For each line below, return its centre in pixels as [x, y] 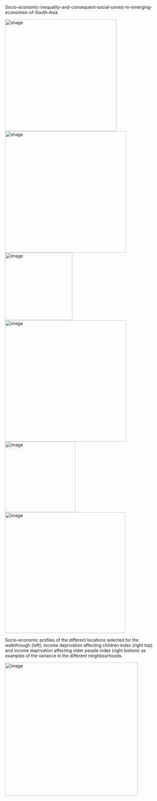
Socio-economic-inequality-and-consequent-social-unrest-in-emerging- [79, 7]
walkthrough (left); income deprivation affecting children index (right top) [79, 645]
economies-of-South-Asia [31, 12]
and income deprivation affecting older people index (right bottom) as [76, 650]
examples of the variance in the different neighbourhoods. [64, 656]
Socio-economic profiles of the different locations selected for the [72, 640]
